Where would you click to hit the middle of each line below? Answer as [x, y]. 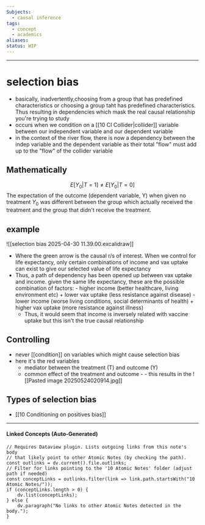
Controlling [28, 340]
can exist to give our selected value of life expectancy [83, 269]
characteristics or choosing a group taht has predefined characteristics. [106, 105]
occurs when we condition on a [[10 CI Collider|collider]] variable [97, 125]
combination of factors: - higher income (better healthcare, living [97, 288]
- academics [27, 35]
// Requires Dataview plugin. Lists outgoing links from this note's [97, 447]
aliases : [17, 40]
